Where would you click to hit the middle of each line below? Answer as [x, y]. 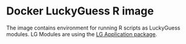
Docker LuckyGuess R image [80, 11]
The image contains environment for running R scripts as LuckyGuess [93, 28]
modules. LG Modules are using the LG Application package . [82, 34]
